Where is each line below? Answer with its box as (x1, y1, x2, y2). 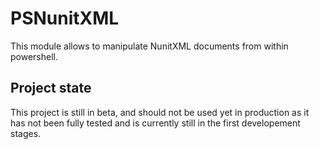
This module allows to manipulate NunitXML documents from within (10, 40, 289, 52)
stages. (10, 127, 42, 139)
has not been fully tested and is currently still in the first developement (10, 117, 301, 129)
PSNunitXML (10, 7, 120, 30)
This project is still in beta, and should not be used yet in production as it (10, 106, 310, 118)
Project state (10, 80, 92, 97)
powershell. (10, 50, 58, 62)
